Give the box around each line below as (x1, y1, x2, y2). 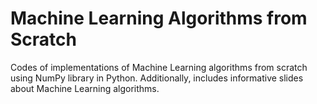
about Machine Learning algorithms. (10, 82, 160, 94)
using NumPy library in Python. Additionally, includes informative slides (10, 72, 304, 84)
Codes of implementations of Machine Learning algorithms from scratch (10, 61, 308, 73)
